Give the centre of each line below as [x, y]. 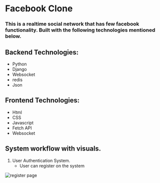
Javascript [23, 122]
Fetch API [22, 128]
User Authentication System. [41, 160]
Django [19, 69]
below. [13, 36]
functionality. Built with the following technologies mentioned [80, 30]
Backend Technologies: [42, 52]
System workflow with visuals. [53, 149]
